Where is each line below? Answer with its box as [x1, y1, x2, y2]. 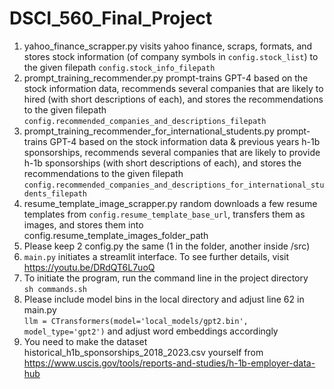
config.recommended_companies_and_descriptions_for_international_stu [23, 180, 325, 190]
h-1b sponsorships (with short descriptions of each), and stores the [23, 157, 302, 169]
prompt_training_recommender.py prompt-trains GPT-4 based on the [23, 72, 309, 84]
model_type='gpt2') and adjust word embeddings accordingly [23, 325, 279, 337]
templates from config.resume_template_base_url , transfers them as [23, 208, 306, 220]
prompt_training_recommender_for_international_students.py [23, 125, 275, 137]
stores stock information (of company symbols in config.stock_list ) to [23, 50, 319, 62]
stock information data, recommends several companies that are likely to [23, 82, 324, 94]
